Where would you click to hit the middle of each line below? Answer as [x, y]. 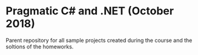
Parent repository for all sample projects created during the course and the [99, 40]
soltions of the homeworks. [40, 47]
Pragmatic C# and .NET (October [90, 11]
